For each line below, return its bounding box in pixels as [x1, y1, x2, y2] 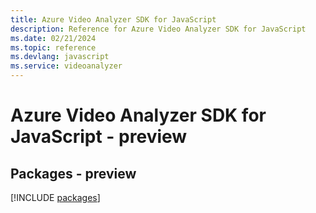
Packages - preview [10, 165, 137, 182]
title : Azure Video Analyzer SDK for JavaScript [10, 14, 217, 25]
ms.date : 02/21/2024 [10, 33, 97, 43]
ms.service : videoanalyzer [10, 61, 123, 71]
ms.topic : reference [10, 42, 97, 53]
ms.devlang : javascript [10, 52, 110, 62]
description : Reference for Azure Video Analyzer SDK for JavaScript [10, 24, 307, 34]
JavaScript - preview [10, 126, 188, 148]
